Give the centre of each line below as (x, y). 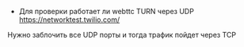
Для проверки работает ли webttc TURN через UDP (107, 11)
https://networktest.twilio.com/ (69, 20)
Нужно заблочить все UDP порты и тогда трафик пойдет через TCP (122, 35)
